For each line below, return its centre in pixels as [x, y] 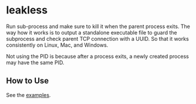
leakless [27, 10]
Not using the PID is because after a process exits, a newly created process [97, 56]
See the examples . [28, 95]
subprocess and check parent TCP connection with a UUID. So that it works [97, 39]
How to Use [28, 81]
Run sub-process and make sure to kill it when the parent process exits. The [98, 26]
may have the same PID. [35, 63]
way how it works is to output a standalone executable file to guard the [92, 32]
